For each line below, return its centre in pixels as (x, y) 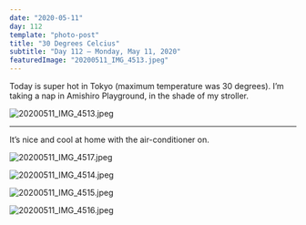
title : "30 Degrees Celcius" (65, 43)
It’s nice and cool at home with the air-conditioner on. (109, 139)
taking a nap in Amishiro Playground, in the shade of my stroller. (129, 96)
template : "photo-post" (55, 35)
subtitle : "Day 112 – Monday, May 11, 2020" (95, 52)
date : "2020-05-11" (46, 18)
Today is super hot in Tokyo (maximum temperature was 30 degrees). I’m (147, 86)
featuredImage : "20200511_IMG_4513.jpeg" (89, 60)
